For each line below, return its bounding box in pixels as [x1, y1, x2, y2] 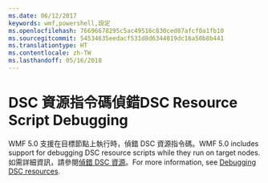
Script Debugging [8, 112, 128, 129]
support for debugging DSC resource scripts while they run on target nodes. [8, 148, 261, 157]
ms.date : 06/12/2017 [8, 11, 78, 20]
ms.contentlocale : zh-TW [8, 49, 91, 57]
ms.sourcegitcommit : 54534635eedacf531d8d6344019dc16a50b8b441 [8, 34, 225, 43]
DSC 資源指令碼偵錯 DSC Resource [8, 94, 238, 112]
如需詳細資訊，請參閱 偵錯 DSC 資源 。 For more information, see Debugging [8, 157, 257, 167]
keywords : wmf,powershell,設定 [8, 19, 111, 27]
